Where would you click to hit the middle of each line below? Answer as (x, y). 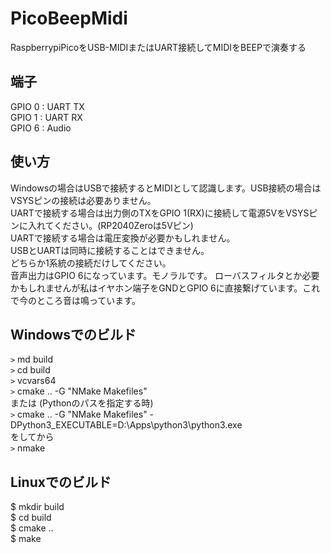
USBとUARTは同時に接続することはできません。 (110, 250)
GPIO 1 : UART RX (46, 117)
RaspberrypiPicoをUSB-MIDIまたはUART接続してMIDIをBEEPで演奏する (158, 47)
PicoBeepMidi (69, 18)
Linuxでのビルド (61, 482)
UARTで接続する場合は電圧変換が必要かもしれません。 (123, 238)
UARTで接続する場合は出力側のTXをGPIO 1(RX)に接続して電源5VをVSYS (160, 213)
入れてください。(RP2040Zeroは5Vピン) (110, 225)
